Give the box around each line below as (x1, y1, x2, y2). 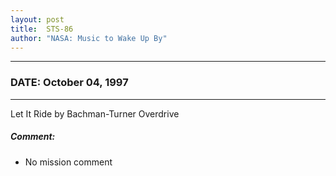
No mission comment (24, 156, 113, 168)
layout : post (10, 14, 65, 25)
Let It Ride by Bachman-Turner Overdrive (10, 107, 180, 120)
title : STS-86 (10, 24, 74, 34)
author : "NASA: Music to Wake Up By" (10, 33, 168, 43)
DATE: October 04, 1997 (10, 76, 129, 90)
